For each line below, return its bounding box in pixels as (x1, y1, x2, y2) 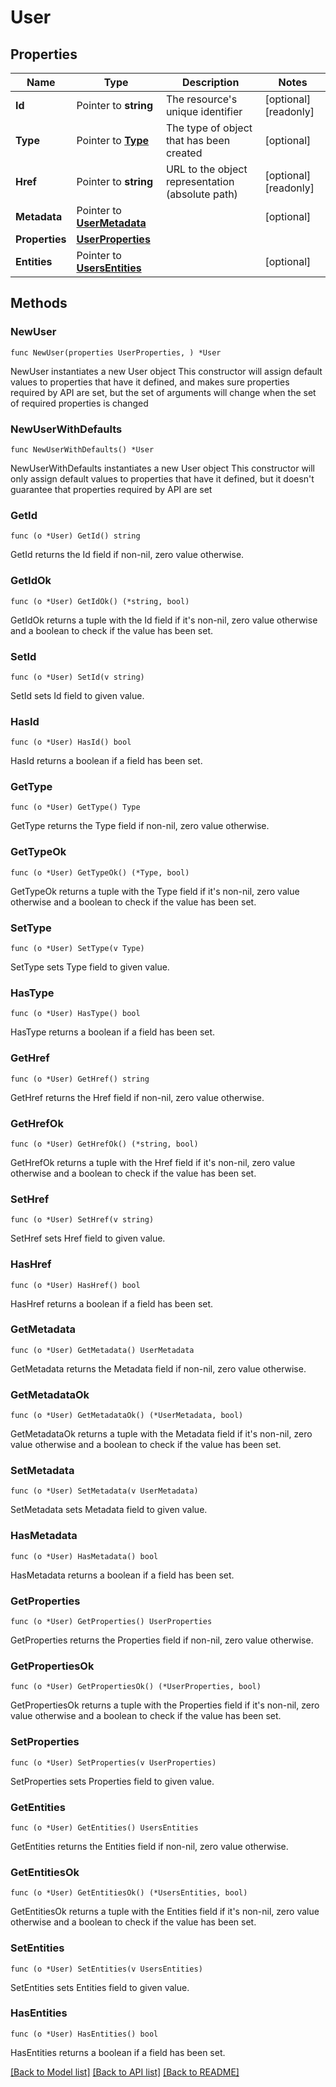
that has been (165, 134, 231, 147)
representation (165, 175, 235, 188)
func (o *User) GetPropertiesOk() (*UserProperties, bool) (10, 1682, 262, 1692)
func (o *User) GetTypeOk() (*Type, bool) (10, 867, 190, 878)
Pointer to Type (76, 134, 150, 147)
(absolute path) (165, 187, 238, 201)
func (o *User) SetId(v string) (10, 672, 145, 682)
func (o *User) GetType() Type (10, 802, 141, 813)
